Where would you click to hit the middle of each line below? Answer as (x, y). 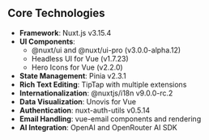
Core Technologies (57, 13)
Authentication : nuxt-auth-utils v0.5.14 (85, 110)
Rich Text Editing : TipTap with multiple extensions (103, 84)
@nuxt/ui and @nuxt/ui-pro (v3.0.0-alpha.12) (106, 50)
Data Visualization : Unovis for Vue (78, 101)
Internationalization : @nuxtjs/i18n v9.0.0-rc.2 (96, 93)
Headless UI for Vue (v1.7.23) (80, 58)
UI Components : (47, 41)
